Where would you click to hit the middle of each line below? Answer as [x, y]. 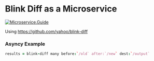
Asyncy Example [25, 44]
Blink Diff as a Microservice [61, 9]
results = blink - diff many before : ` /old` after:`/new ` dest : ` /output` [77, 54]
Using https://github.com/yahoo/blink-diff [46, 31]
